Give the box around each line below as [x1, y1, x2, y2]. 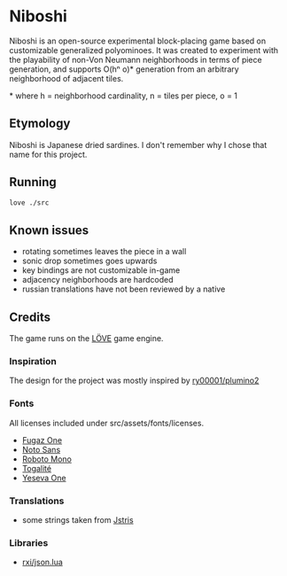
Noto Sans [21, 444, 61, 455]
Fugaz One [21, 434, 63, 445]
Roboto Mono [21, 454, 73, 464]
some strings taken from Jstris [21, 514, 135, 525]
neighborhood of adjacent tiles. [9, 73, 124, 83]
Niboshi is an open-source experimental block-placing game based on [9, 35, 267, 46]
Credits [9, 309, 51, 324]
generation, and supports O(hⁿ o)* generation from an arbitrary [9, 64, 239, 74]
